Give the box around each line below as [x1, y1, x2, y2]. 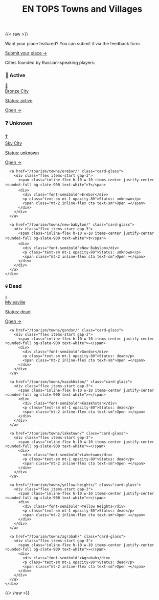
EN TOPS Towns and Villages [22, 3, 143, 15]
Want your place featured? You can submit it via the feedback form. [5, 41, 141, 47]
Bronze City [5, 88, 29, 94]
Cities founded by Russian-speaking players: [5, 60, 95, 66]
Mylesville [5, 300, 25, 305]
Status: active [5, 98, 33, 104]
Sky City [5, 140, 22, 146]
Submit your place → [5, 50, 47, 56]
